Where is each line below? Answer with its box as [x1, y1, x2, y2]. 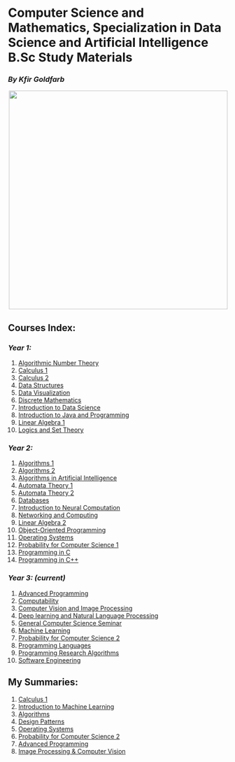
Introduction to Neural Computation [17, 504, 121, 512]
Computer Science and [8, 5, 144, 21]
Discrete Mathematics [17, 396, 82, 404]
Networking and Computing [17, 511, 99, 519]
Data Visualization [17, 388, 71, 397]
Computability [17, 596, 59, 605]
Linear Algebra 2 [17, 518, 66, 527]
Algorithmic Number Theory [17, 359, 99, 367]
